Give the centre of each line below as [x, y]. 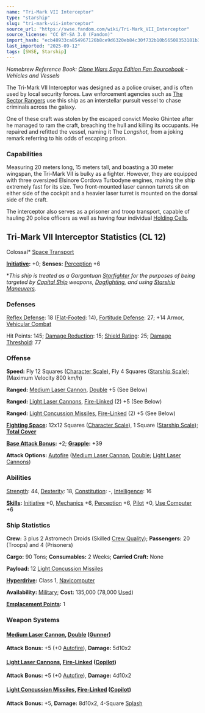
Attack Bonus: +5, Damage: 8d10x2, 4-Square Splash [74, 703]
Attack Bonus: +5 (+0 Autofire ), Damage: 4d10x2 [69, 676]
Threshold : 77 [24, 342]
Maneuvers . [21, 288]
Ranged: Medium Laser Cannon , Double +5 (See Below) [77, 390]
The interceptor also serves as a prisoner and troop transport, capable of [98, 212]
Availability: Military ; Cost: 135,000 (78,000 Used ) [70, 592]
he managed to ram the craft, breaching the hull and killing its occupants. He [103, 125]
